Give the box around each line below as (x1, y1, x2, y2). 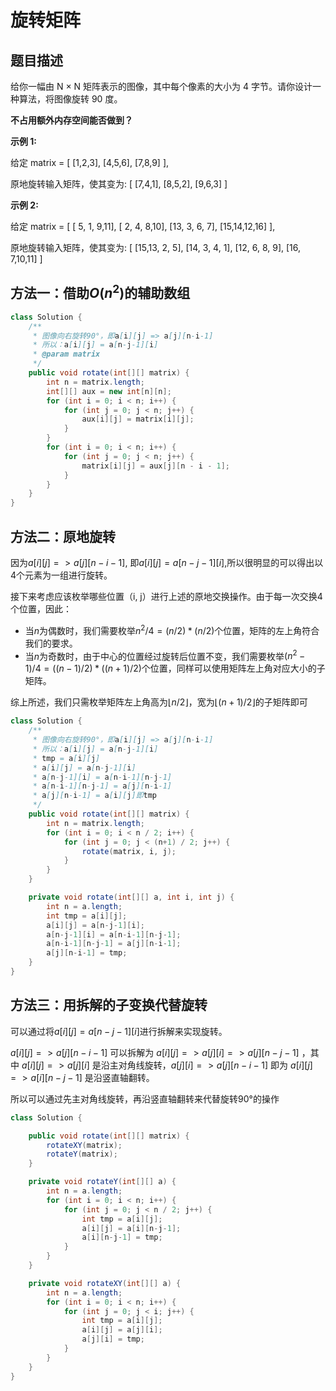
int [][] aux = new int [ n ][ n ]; (46, 386, 172, 396)
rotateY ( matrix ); (46, 1149, 118, 1160)
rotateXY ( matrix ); (46, 1140, 123, 1150)
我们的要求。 (24, 637, 78, 649)
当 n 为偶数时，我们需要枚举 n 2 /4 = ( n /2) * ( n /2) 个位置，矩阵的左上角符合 (24, 623, 320, 636)
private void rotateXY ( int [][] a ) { (28, 1278, 182, 1288)
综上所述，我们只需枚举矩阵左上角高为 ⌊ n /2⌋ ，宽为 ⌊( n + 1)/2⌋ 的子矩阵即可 (10, 696, 308, 708)
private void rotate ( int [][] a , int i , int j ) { (28, 892, 235, 903)
